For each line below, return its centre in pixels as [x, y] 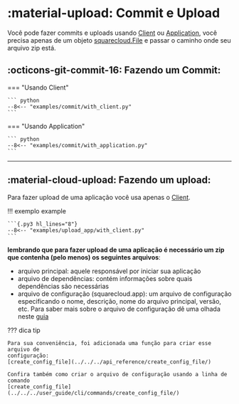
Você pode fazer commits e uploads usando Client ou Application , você [112, 33]
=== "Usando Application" [46, 126]
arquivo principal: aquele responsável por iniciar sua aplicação [109, 271]
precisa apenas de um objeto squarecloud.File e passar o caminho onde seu [119, 40]
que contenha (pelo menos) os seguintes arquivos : [84, 257]
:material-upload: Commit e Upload [114, 13]
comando [19, 381]
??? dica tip [24, 330]
